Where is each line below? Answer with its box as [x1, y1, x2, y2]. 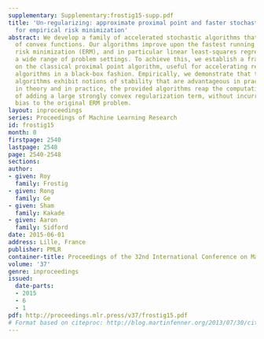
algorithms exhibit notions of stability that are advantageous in [15, 77, 241, 85]
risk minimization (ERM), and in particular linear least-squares [15, 48, 237, 56]
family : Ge [15, 194, 51, 202]
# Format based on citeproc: [8, 319, 104, 326]
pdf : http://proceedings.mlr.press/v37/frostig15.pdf [8, 311, 189, 319]
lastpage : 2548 [8, 143, 58, 151]
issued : [8, 275, 34, 283]
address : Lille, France [8, 238, 86, 246]
